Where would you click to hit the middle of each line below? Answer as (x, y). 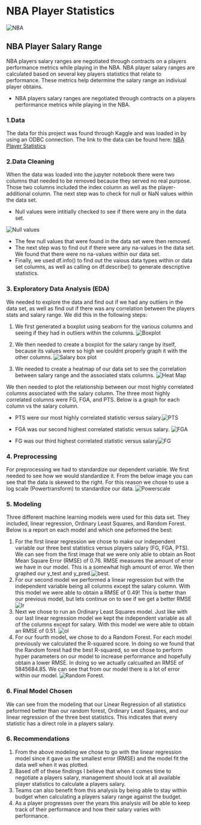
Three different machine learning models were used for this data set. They (98, 517)
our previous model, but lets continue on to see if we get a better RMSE (103, 599)
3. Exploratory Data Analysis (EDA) (58, 289)
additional (19, 194)
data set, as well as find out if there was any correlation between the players (100, 308)
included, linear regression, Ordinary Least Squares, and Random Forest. (96, 524)
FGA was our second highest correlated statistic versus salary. (92, 429)
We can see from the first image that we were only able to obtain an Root (105, 554)
